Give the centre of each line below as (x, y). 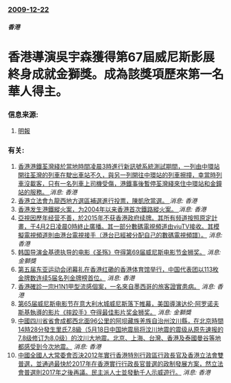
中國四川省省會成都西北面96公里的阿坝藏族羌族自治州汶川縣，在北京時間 (121, 321)
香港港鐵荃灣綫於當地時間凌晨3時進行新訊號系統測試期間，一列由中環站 (119, 167)
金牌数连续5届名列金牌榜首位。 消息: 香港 (76, 278)
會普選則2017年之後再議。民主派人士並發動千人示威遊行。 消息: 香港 (114, 373)
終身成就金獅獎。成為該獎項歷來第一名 (116, 74)
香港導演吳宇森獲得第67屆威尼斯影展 (111, 57)
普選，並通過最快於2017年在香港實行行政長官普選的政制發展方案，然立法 (120, 364)
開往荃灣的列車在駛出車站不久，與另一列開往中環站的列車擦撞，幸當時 (117, 175)
